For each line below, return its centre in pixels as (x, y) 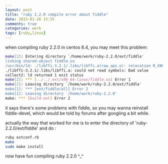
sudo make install (24, 146)
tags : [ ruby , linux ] (25, 33)
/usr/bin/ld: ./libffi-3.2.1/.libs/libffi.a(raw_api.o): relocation (78, 65)
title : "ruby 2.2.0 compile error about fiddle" (57, 14)
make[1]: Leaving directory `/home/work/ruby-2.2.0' (61, 93)
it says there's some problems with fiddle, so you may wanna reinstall (77, 107)
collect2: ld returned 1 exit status (44, 75)
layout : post (19, 10)
